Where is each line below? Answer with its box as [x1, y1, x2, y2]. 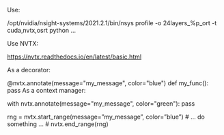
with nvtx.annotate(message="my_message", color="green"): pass [7, 100, 195, 108]
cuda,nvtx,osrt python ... [7, 27, 76, 34]
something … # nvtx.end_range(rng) [7, 120, 109, 128]
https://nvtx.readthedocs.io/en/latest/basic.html [7, 52, 142, 61]
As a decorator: [7, 66, 51, 74]
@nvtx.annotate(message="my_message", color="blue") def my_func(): [7, 79, 209, 87]
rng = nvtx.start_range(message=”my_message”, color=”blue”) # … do [7, 112, 205, 121]
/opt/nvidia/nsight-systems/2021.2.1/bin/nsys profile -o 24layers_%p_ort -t [7, 19, 217, 27]
